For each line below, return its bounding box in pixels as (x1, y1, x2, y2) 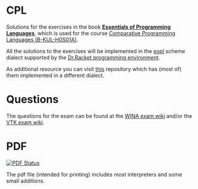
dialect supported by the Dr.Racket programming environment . (6, 54, 160, 61)
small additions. (6, 177, 45, 184)
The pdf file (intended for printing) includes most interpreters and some (6, 171, 182, 178)
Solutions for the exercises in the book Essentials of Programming (6, 23, 171, 30)
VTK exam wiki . (6, 119, 45, 126)
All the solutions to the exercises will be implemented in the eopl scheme (6, 47, 185, 54)
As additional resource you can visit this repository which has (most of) (6, 65, 182, 72)
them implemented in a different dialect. (6, 72, 105, 79)
